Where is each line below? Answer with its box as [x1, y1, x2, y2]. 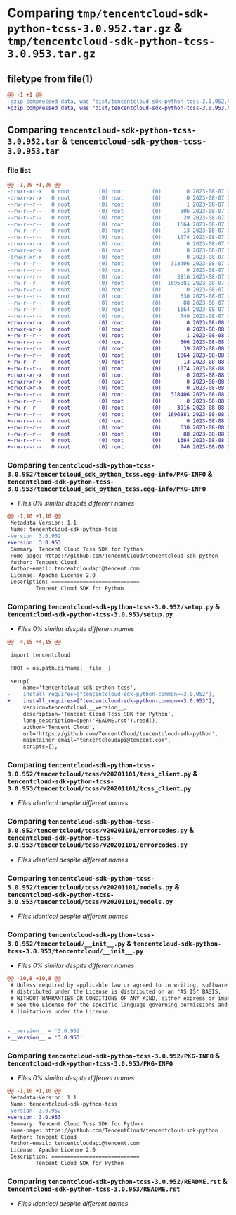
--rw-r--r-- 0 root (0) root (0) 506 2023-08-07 [7, 207, 225, 214]
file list [7, 165, 32, 175]
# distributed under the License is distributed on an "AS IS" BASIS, [10, 989, 221, 996]
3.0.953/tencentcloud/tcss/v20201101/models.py [7, 898, 173, 905]
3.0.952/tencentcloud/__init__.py [7, 939, 125, 948]
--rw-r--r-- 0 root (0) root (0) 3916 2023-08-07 [7, 273, 225, 280]
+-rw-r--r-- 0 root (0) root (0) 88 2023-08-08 [7, 430, 225, 438]
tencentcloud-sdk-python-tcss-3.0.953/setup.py [7, 610, 173, 618]
